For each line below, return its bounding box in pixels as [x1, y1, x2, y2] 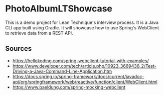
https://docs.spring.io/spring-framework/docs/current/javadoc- [12, 73, 144, 80]
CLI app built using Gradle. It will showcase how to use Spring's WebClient [5, 24, 159, 30]
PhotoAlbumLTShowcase [5, 3, 113, 14]
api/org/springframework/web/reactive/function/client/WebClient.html [12, 79, 158, 85]
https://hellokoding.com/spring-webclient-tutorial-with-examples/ [12, 58, 149, 64]
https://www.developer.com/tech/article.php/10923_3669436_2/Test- [12, 63, 156, 69]
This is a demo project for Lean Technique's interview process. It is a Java [5, 19, 159, 25]
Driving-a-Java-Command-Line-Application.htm [12, 68, 112, 74]
